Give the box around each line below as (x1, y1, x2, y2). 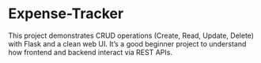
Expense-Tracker (8, 5, 124, 23)
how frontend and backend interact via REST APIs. (8, 47, 172, 57)
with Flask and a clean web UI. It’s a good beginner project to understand (8, 39, 247, 48)
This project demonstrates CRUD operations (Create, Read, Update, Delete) (8, 31, 255, 40)
